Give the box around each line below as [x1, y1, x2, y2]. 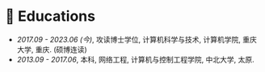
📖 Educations [5, 7, 96, 26]
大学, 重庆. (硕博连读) [16, 44, 87, 54]
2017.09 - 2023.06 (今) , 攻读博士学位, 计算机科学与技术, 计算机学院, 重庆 [16, 34, 257, 44]
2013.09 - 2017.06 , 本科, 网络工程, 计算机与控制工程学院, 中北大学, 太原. [16, 54, 254, 64]
